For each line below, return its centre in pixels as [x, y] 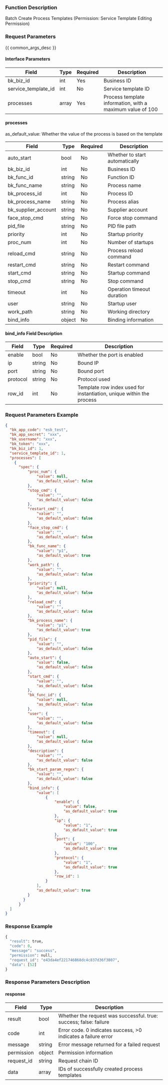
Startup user [122, 303]
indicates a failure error [86, 1036]
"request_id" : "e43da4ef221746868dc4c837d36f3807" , [65, 960]
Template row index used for [111, 388]
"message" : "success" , [33, 951]
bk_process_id [25, 193]
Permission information [85, 1052]
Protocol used [94, 379]
